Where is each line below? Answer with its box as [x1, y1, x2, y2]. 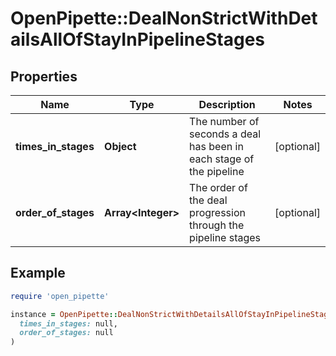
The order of [189, 181, 248, 194]
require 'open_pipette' [10, 291, 110, 301]
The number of [189, 115, 260, 128]
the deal [189, 193, 228, 207]
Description [198, 98, 256, 111]
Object [104, 140, 137, 153]
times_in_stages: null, [19, 318, 118, 329]
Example [10, 265, 66, 282]
